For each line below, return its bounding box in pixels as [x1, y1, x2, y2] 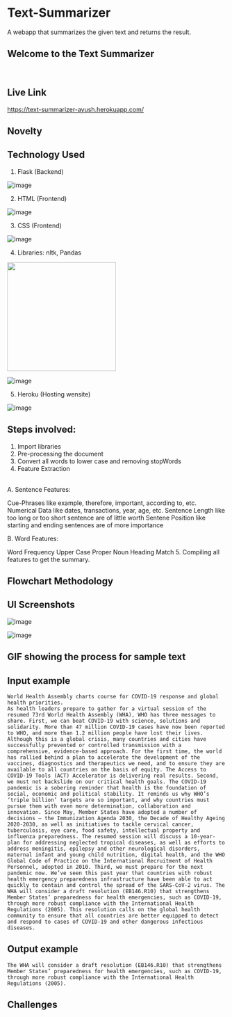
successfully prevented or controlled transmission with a [7, 742, 182, 748]
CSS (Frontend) [17, 221, 63, 230]
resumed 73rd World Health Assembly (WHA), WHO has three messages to [7, 711, 216, 718]
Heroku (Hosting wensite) [17, 390, 91, 398]
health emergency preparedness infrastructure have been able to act [7, 875, 213, 883]
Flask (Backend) [17, 167, 64, 175]
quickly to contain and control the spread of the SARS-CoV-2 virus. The [7, 881, 226, 888]
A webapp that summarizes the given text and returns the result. [7, 28, 192, 36]
